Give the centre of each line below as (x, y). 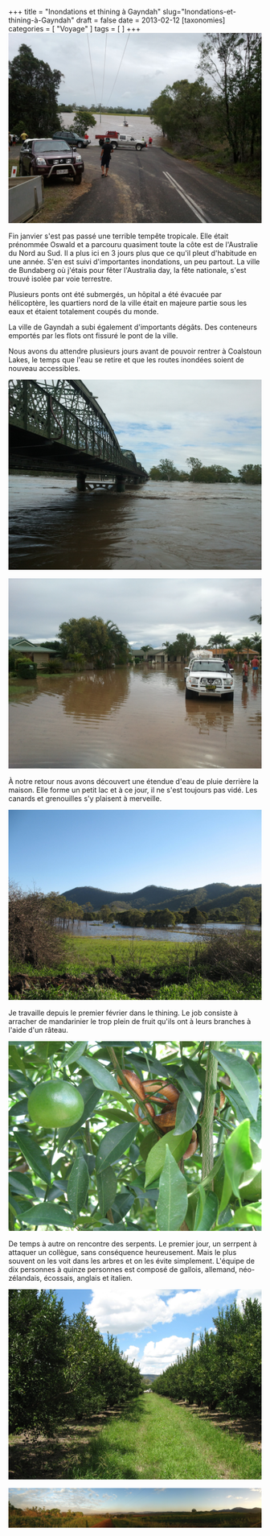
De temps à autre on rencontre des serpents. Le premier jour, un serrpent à (133, 1244)
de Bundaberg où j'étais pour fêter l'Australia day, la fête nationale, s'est (127, 270)
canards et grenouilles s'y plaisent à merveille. (85, 799)
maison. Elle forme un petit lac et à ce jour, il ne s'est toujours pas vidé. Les (133, 790)
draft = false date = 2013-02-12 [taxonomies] (151, 20)
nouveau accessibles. (44, 368)
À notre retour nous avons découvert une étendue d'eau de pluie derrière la (133, 781)
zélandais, (25, 1278)
